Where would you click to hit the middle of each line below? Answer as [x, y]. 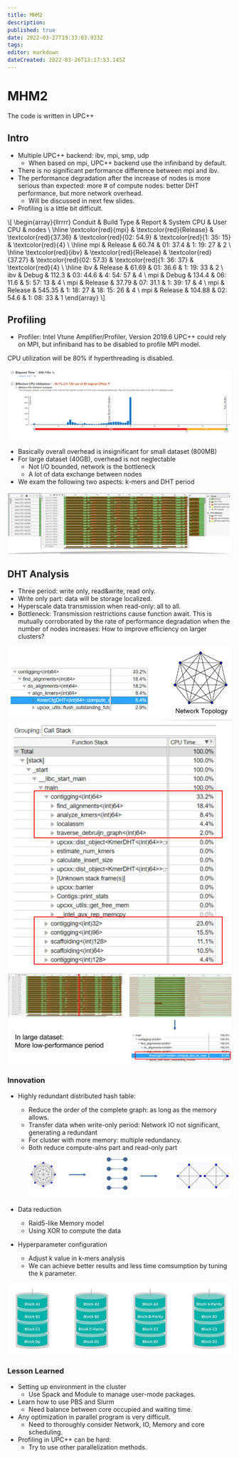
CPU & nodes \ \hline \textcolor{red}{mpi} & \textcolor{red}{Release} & [111, 229]
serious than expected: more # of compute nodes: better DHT [108, 186]
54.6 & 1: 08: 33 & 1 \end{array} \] [56, 297]
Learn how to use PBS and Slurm [66, 1402]
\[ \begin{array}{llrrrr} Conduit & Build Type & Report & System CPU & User [117, 222]
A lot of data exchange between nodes [85, 474]
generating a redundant [63, 1132]
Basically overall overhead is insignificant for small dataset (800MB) [117, 452]
